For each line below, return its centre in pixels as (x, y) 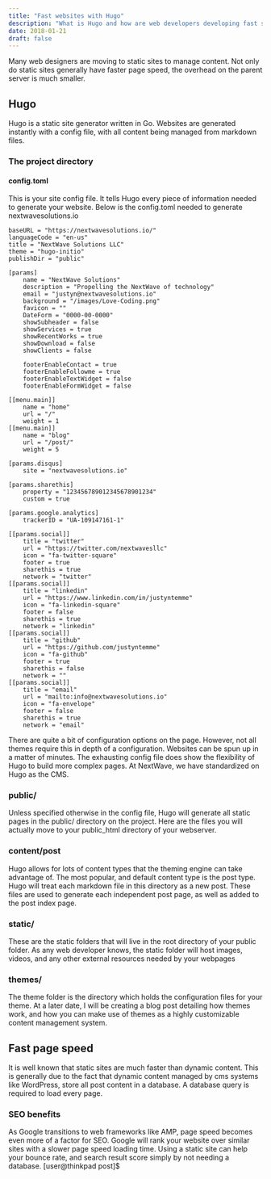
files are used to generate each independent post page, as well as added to (134, 894)
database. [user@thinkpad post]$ (65, 1166)
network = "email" (54, 725)
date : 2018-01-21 (38, 31)
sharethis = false (54, 669)
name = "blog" (46, 436)
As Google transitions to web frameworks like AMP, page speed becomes (131, 1132)
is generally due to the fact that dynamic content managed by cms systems (133, 1076)
